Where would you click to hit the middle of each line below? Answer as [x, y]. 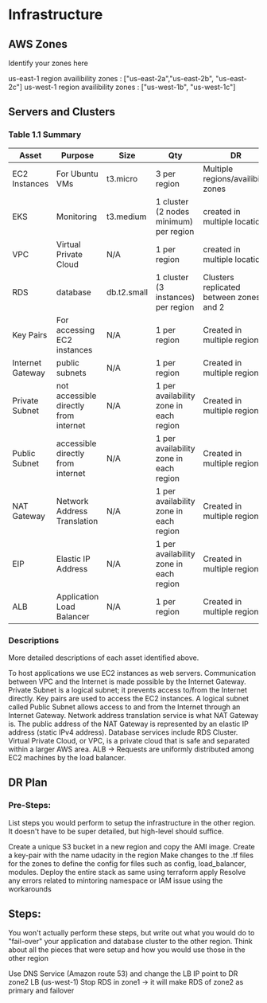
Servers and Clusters [62, 112]
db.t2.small [127, 292]
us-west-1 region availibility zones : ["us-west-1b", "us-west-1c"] [130, 87]
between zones [232, 297]
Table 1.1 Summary [45, 135]
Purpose [77, 155]
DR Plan [28, 783]
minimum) [174, 221]
